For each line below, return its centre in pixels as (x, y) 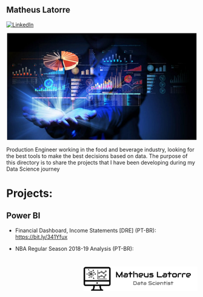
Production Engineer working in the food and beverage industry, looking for (101, 149)
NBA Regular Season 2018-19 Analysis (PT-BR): (75, 248)
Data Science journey (33, 169)
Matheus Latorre (38, 10)
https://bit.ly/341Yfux (41, 237)
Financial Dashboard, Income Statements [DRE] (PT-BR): (85, 230)
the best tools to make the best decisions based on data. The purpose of (97, 156)
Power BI (23, 216)
